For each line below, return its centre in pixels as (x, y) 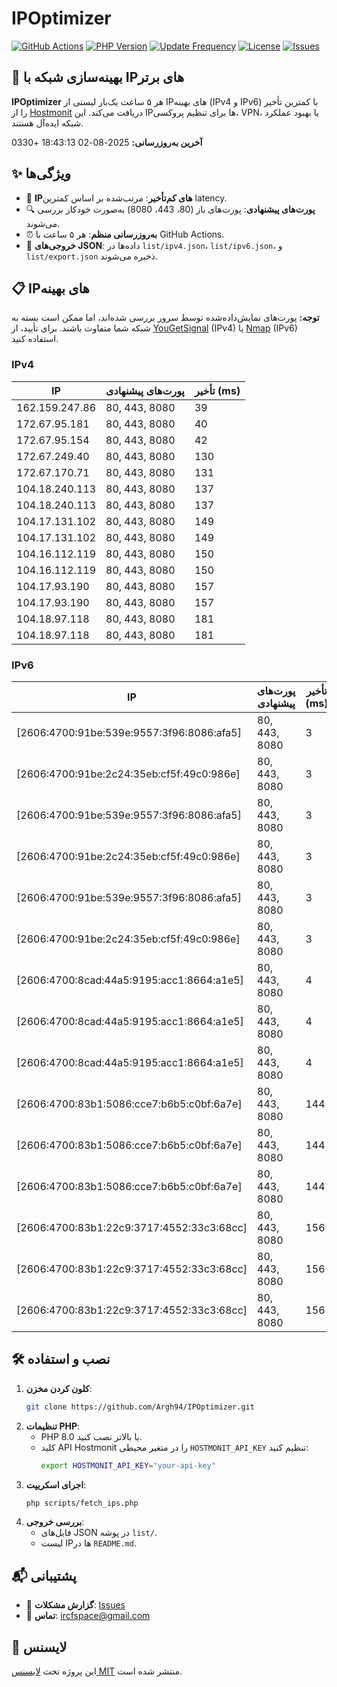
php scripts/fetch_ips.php (82, 1503)
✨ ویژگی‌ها (41, 173)
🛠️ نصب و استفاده (61, 1359)
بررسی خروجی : (55, 1522)
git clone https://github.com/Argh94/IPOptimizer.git (140, 1407)
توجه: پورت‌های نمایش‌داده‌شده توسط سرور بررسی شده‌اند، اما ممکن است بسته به (165, 318)
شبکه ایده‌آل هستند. (47, 123)
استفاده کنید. (35, 339)
